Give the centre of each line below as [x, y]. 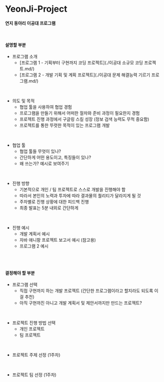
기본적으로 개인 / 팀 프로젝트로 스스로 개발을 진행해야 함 [72, 190]
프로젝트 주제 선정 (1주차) [36, 355]
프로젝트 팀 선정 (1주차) [34, 375]
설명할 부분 [15, 45]
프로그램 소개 [25, 57]
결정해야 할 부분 [20, 273]
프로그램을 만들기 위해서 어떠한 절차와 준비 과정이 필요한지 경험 [80, 113]
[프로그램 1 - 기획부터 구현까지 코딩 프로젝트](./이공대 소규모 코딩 [81, 63]
